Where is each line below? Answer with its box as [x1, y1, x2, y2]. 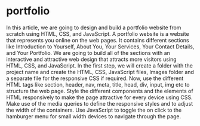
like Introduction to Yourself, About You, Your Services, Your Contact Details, [6, 43, 195, 50]
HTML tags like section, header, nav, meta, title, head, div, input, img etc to [6, 81, 190, 88]
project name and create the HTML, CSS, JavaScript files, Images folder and [6, 68, 194, 75]
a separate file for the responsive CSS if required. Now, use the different [6, 75, 184, 82]
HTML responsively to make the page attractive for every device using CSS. [6, 94, 193, 101]
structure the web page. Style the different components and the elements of [6, 87, 193, 94]
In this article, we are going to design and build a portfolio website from [6, 24, 181, 31]
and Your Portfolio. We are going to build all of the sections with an [6, 49, 170, 56]
